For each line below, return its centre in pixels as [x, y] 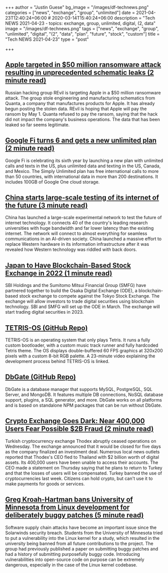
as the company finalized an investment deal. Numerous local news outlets [82, 451]
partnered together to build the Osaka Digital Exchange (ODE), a [71, 291]
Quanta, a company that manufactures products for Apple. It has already [80, 103]
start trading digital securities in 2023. [45, 312]
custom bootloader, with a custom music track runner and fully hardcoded [82, 345]
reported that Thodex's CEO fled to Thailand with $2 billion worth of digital [82, 457]
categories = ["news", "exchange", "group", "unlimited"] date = [70, 13]
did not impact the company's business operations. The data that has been [83, 119]
